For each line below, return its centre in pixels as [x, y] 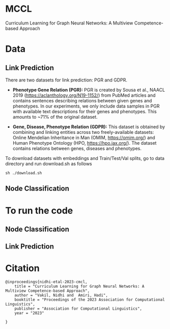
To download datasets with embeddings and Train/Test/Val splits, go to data [85, 158]
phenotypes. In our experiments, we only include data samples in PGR [86, 106]
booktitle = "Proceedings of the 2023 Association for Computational [90, 300]
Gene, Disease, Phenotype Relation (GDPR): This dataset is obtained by [89, 127]
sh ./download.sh [24, 173]
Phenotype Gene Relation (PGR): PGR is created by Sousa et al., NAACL [89, 90]
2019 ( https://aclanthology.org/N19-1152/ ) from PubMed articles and [84, 95]
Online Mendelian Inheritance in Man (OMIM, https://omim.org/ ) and [84, 138]
